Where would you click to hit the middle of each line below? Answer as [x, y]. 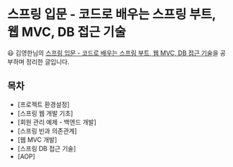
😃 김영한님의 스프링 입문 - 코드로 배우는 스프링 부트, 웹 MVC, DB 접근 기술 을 [113, 53]
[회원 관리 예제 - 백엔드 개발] [57, 122]
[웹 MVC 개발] [37, 140]
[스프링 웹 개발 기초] [45, 113]
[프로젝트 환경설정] [43, 104]
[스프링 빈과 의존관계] [47, 130]
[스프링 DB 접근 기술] [46, 148]
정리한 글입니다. [48, 61]
